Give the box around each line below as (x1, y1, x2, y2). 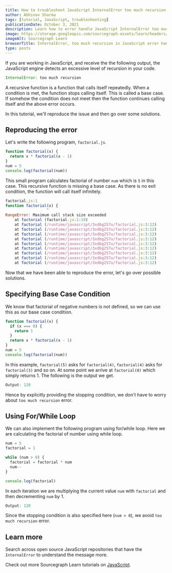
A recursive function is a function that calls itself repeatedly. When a (5, 84, 149, 90)
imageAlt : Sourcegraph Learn (5, 36, 68, 42)
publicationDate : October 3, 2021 (5, 22, 79, 27)
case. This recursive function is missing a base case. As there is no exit (5, 183, 156, 189)
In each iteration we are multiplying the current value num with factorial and (5, 488, 166, 494)
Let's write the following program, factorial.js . (5, 139, 106, 145)
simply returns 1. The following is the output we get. (5, 372, 114, 379)
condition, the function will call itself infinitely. (5, 188, 101, 194)
